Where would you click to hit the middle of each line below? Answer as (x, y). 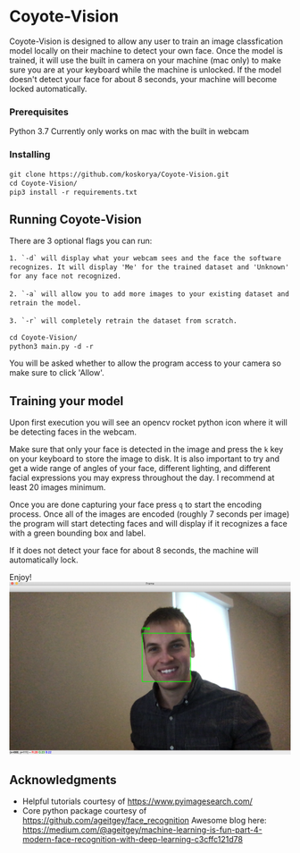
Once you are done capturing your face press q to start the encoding (135, 505)
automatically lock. (44, 560)
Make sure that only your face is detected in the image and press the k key (146, 450)
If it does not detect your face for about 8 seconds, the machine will (134, 551)
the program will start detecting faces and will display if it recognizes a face (148, 524)
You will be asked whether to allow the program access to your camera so (145, 363)
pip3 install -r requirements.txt (74, 192)
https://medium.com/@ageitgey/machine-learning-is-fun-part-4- (142, 830)
